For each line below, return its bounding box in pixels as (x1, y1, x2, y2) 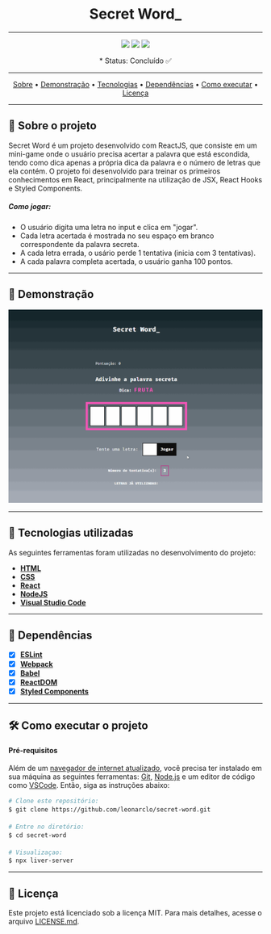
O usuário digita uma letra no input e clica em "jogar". (19, 222, 198, 232)
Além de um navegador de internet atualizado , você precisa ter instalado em (8, 764, 262, 773)
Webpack (19, 659, 54, 668)
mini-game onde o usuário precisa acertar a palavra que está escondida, (8, 149, 250, 158)
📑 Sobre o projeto (8, 119, 97, 133)
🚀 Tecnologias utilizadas (8, 526, 134, 540)
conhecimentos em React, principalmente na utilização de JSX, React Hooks (8, 174, 263, 184)
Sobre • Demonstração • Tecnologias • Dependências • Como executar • (13, 79, 258, 89)
